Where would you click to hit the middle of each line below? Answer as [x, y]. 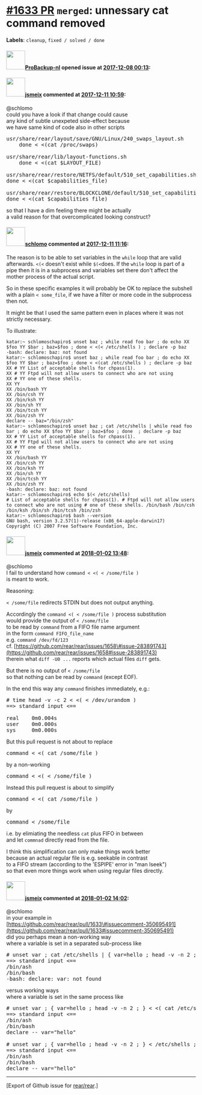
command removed [56, 23]
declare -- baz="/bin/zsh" [40, 421]
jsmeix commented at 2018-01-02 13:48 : [77, 553]
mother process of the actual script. [50, 276]
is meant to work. [28, 579]
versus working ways [32, 990]
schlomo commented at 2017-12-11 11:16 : [77, 244]
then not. [17, 301]
